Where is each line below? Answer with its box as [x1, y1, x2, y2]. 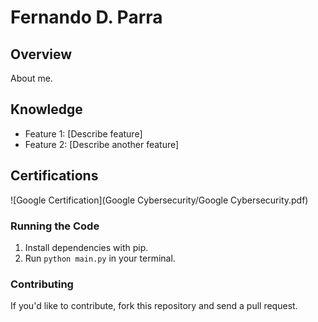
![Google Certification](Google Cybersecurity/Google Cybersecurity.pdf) [10, 194, 309, 206]
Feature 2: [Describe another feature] [24, 138, 180, 150]
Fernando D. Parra [10, 6, 163, 29]
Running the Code [10, 219, 100, 233]
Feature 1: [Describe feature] [24, 127, 143, 140]
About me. [10, 72, 53, 84]
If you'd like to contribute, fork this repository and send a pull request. [10, 300, 298, 312]
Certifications [10, 167, 99, 185]
